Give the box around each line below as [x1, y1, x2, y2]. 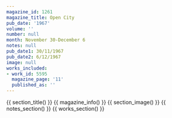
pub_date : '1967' [6, 20, 50, 26]
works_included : [6, 65, 47, 71]
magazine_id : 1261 [6, 8, 53, 15]
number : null [6, 31, 40, 38]
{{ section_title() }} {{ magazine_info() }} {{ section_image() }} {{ [6, 99, 166, 106]
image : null [6, 59, 36, 65]
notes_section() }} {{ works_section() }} [6, 105, 105, 112]
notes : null [6, 43, 36, 49]
